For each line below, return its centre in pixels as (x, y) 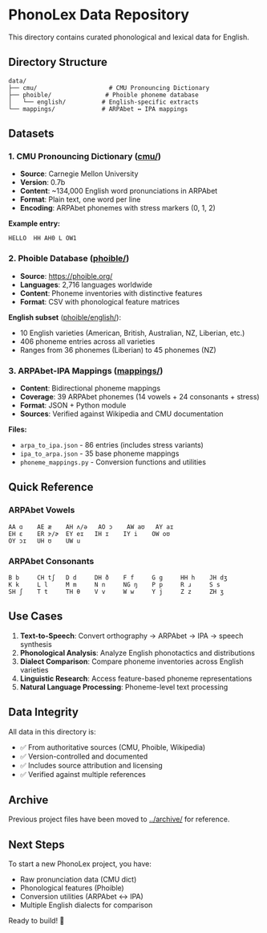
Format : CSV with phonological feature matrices (100, 301)
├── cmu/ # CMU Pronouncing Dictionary (109, 88)
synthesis (36, 644)
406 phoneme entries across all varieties (87, 341)
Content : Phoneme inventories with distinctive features (111, 293)
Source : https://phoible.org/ (66, 276)
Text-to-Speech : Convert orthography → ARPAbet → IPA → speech (131, 636)
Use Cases (36, 616)
